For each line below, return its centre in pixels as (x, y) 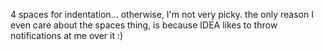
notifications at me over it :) (67, 35)
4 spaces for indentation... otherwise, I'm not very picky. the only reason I (162, 14)
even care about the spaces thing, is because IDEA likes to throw (144, 25)
